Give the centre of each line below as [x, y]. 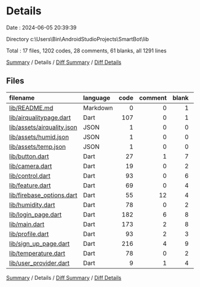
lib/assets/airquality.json [43, 127]
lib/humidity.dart [32, 205]
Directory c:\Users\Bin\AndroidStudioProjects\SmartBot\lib [77, 39]
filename [22, 98]
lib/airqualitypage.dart [40, 118]
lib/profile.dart [29, 234]
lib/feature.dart [30, 185]
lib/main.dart [27, 224]
